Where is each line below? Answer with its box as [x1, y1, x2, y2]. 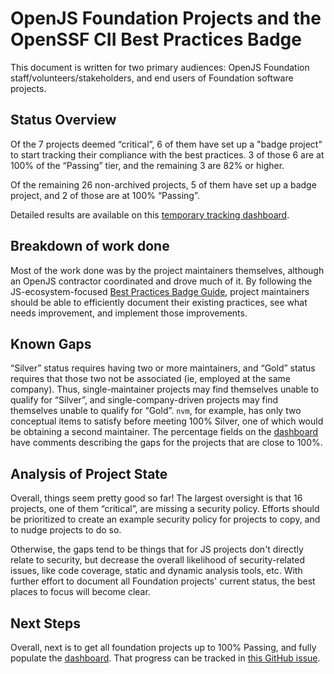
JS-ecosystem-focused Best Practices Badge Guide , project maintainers [10, 285, 310, 297]
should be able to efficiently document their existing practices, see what [10, 296, 308, 308]
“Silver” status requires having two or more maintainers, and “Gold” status [10, 362, 316, 374]
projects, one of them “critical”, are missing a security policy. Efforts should [10, 503, 320, 515]
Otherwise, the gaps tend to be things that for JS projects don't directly [10, 543, 304, 556]
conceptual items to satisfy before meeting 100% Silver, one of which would [10, 415, 324, 427]
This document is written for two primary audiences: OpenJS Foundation [10, 61, 310, 73]
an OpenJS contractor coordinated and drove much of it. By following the [10, 275, 313, 287]
